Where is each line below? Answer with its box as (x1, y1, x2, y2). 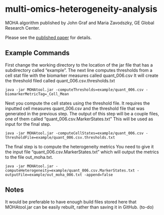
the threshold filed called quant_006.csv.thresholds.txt (5, 77, 115, 83)
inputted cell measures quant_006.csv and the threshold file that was (5, 105, 145, 111)
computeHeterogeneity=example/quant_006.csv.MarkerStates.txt (5, 168, 135, 173)
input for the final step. (5, 121, 51, 127)
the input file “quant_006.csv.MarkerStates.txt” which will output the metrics (5, 149, 159, 155)
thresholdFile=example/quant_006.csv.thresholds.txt (5, 135, 115, 140)
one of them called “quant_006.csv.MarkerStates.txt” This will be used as (5, 116, 153, 122)
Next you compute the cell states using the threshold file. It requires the (5, 100, 150, 106)
